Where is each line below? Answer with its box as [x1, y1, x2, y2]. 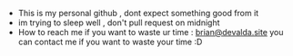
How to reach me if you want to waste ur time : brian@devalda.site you [17, 27, 284, 37]
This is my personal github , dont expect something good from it [17, 8, 259, 18]
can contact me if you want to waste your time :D [17, 36, 203, 47]
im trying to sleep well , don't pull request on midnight [17, 17, 220, 28]
